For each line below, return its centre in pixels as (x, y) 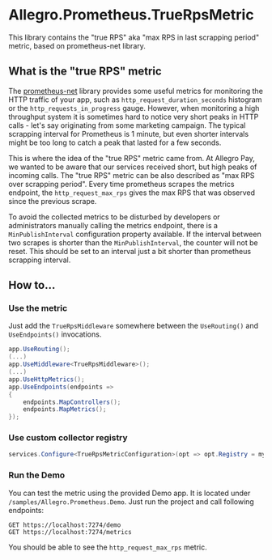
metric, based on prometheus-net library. (77, 45)
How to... (32, 285)
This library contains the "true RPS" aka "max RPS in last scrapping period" (134, 37)
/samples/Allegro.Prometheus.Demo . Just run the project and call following (132, 501)
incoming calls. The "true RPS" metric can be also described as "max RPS (132, 175)
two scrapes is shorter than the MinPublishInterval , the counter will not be (133, 242)
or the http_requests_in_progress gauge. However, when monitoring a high (134, 108)
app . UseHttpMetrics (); (47, 379)
